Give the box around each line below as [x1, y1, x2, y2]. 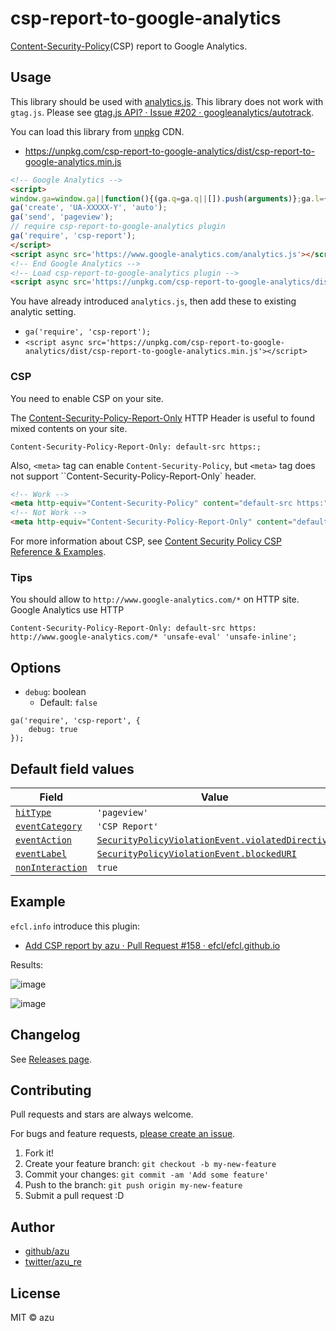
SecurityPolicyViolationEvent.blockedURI [96, 848, 297, 859]
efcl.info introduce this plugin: [10, 920, 141, 932]
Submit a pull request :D [24, 1190, 125, 1202]
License [10, 1285, 61, 1302]
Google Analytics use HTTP [10, 604, 125, 616]
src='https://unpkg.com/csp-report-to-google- [88, 338, 286, 348]
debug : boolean [24, 686, 87, 698]
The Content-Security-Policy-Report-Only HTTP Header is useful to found [10, 412, 315, 424]
